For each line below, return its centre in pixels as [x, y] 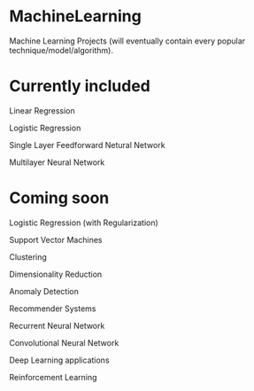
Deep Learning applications [59, 360]
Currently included [80, 86]
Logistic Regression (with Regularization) [84, 223]
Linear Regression [42, 110]
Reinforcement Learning [53, 377]
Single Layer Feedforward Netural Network [87, 145]
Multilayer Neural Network [57, 162]
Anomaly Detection [44, 291]
